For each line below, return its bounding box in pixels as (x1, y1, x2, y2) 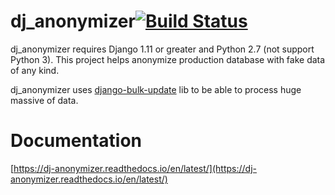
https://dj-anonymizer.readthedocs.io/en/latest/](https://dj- (13, 162, 257, 174)
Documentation (10, 130, 143, 152)
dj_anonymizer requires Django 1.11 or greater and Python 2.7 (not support (10, 43, 315, 55)
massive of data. (10, 94, 79, 106)
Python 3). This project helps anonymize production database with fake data (10, 53, 326, 65)
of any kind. (10, 64, 60, 76)
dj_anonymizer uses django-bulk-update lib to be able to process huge (10, 83, 302, 95)
